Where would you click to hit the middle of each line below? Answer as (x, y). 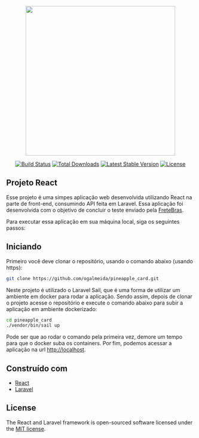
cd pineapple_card (29, 320)
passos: (16, 228)
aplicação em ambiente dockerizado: (52, 309)
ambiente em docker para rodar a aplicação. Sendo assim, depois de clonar (99, 296)
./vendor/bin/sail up (33, 326)
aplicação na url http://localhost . (46, 349)
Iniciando (24, 247)
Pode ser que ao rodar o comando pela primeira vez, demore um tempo (94, 337)
